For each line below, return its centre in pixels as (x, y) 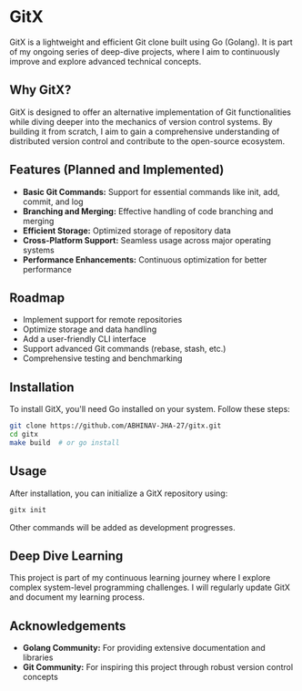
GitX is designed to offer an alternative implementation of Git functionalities (150, 112)
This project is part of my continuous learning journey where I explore (140, 578)
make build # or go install (65, 443)
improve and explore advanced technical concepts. (106, 61)
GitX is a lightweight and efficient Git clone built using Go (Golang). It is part (151, 42)
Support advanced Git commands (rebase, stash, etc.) (124, 349)
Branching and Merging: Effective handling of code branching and (148, 211)
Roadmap (37, 298)
